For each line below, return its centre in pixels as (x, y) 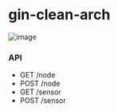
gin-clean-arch (59, 15)
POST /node (40, 84)
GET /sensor (40, 92)
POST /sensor (43, 101)
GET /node (37, 75)
